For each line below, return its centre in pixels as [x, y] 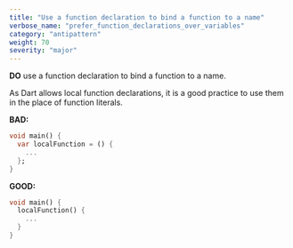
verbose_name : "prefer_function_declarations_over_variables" [127, 26]
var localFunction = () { [65, 144]
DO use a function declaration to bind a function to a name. [118, 76]
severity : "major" [43, 51]
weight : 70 [29, 42]
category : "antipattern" [55, 34]
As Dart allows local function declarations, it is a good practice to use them [146, 93]
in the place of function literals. [66, 102]
